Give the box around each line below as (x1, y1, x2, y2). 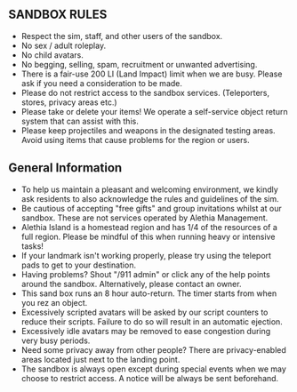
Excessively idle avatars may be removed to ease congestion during (20, 325, 271, 336)
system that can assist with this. (20, 116, 139, 126)
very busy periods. (20, 335, 91, 346)
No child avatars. (20, 49, 84, 60)
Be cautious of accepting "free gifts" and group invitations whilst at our (20, 203, 282, 213)
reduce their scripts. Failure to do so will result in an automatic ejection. (20, 316, 284, 327)
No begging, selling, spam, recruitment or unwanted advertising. (20, 59, 258, 69)
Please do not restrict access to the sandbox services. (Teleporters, (20, 87, 270, 98)
